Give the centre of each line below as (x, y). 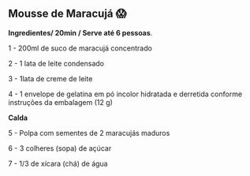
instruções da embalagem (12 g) (60, 102)
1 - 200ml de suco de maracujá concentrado (80, 48)
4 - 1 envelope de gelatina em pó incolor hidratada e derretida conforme (125, 94)
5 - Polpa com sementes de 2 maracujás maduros (89, 133)
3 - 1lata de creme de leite (50, 78)
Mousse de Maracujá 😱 (67, 14)
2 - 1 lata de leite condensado (56, 63)
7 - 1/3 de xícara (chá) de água (58, 163)
